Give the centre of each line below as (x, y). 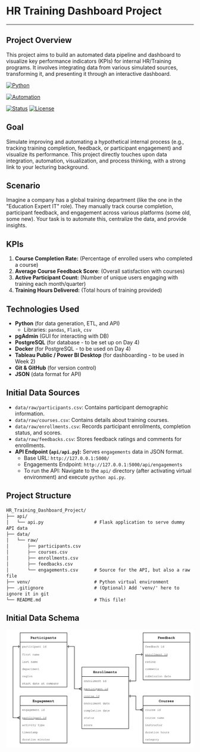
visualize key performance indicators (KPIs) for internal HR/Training (89, 61)
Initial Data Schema (43, 618)
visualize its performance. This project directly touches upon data (87, 154)
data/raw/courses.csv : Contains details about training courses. (92, 420)
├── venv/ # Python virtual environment (87, 582)
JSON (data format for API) (48, 374)
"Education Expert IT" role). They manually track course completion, (90, 207)
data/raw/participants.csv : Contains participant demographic (91, 407)
